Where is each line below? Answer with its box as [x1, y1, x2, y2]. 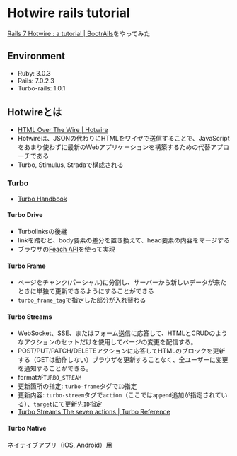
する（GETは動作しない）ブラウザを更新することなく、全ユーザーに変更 [17, 356, 229, 364]
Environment [7, 50, 66, 62]
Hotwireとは [7, 106, 62, 118]
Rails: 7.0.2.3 [17, 76, 54, 85]
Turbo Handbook [17, 194, 67, 203]
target [33, 401, 53, 408]
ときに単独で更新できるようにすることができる [17, 287, 154, 296]
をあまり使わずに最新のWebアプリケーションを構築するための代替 [17, 143, 211, 151]
